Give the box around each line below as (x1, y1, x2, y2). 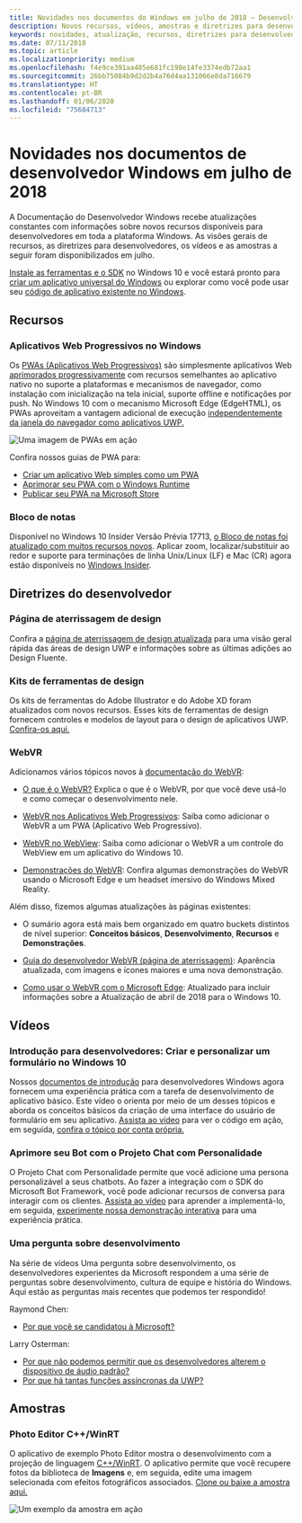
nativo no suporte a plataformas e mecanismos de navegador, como (9, 378, 262, 389)
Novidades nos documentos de (9, 144, 247, 164)
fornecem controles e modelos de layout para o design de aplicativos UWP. (9, 714, 289, 725)
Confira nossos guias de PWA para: (9, 451, 141, 463)
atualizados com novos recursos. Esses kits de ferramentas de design (9, 704, 269, 715)
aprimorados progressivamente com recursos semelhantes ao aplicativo (9, 369, 277, 380)
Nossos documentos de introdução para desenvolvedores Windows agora (9, 1076, 285, 1087)
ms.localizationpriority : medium (9, 55, 135, 64)
